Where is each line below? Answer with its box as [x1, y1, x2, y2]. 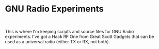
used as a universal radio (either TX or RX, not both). [5, 38, 110, 44]
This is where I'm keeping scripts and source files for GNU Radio [5, 28, 134, 34]
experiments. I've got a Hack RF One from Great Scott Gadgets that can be [5, 34, 154, 39]
